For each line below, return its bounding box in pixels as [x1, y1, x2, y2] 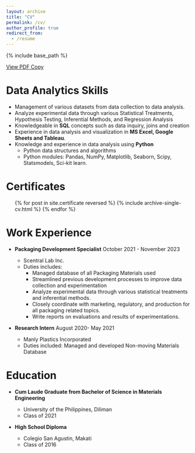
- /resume [11, 36, 35, 42]
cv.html [14, 205, 33, 212]
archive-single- [144, 199, 182, 206]
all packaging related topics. [32, 306, 101, 314]
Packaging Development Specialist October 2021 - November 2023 [14, 245, 180, 252]
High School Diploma [14, 423, 67, 430]
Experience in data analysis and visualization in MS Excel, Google [14, 128, 174, 135]
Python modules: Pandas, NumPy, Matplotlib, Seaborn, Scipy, [23, 153, 172, 160]
